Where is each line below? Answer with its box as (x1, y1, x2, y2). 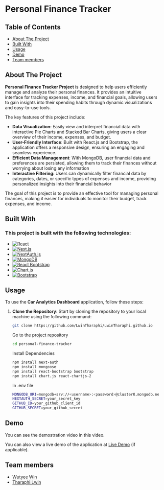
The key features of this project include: (5, 114, 86, 120)
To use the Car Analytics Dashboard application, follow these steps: (5, 299, 143, 305)
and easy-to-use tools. (5, 104, 51, 111)
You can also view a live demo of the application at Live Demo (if (5, 442, 136, 447)
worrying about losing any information (12, 165, 90, 171)
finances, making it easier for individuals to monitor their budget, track (5, 195, 147, 201)
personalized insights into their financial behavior (12, 181, 112, 187)
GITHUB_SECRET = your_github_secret (12, 405, 83, 411)
